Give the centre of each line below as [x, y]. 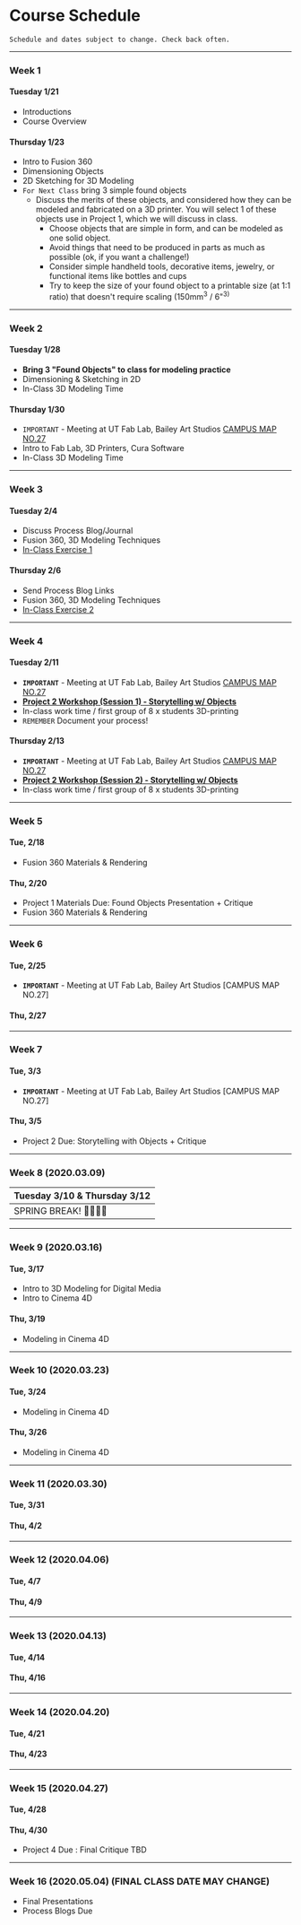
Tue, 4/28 [28, 1809]
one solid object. [80, 238]
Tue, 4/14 [27, 1657]
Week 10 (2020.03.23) [60, 1371]
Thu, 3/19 [27, 1319]
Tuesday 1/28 [35, 350]
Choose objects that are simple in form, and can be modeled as [166, 229]
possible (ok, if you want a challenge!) [119, 257]
